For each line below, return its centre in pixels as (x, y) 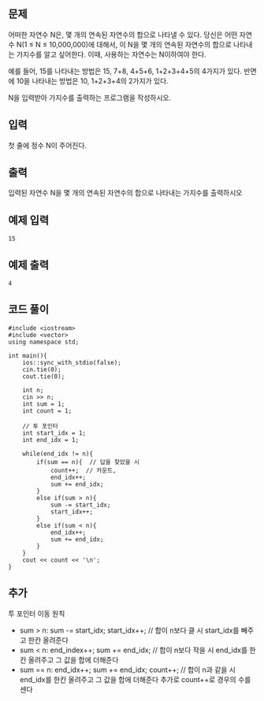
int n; (33, 390)
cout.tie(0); (44, 376)
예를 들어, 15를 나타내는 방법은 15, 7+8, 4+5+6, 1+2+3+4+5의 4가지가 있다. (125, 71)
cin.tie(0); (42, 369)
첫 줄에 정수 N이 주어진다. (48, 145)
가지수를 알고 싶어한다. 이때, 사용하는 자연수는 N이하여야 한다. (111, 54)
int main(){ (28, 356)
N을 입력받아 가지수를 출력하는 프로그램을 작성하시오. (90, 98)
